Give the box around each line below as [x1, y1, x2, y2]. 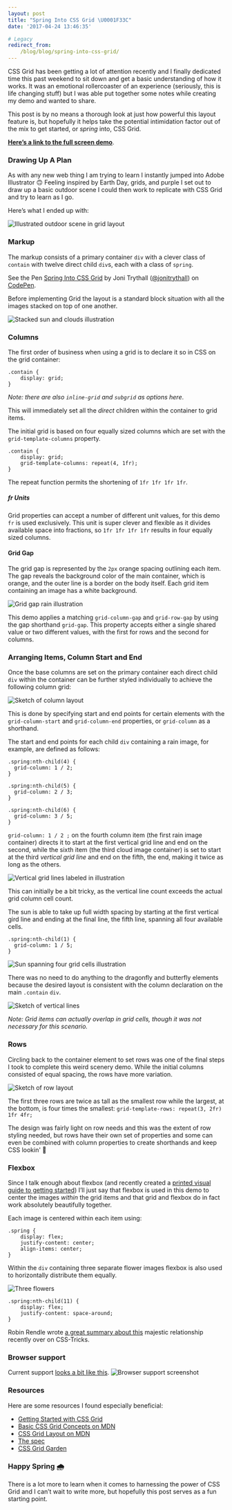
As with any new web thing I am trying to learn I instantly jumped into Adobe [8, 171, 225, 180]
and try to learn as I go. [8, 193, 75, 201]
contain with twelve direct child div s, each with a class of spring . [8, 260, 194, 268]
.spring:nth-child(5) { [8, 782, 77, 790]
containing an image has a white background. [8, 587, 137, 595]
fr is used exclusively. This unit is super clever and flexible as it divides [8, 518, 211, 527]
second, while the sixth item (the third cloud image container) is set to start [8, 846, 222, 854]
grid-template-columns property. [8, 434, 101, 442]
